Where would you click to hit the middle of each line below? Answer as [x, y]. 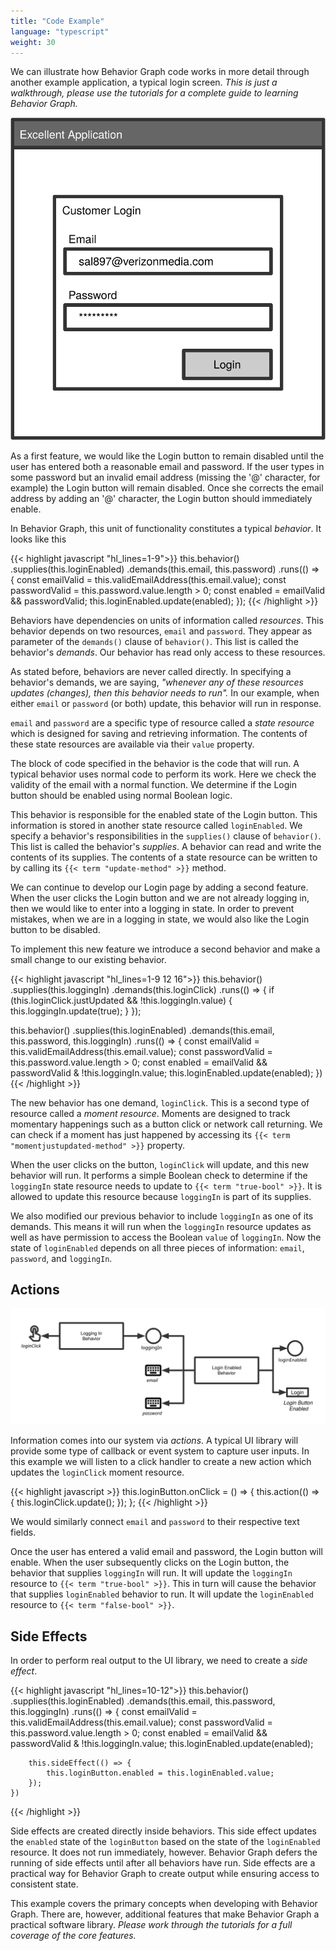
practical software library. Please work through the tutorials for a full [151, 1925]
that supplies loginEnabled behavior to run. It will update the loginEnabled [162, 1594]
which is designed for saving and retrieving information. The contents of [159, 733]
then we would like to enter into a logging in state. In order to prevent [152, 908]
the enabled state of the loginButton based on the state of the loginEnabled [165, 1842]
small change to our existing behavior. [88, 959]
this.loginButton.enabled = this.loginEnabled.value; [160, 1773]
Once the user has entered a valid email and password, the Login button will [166, 1552]
